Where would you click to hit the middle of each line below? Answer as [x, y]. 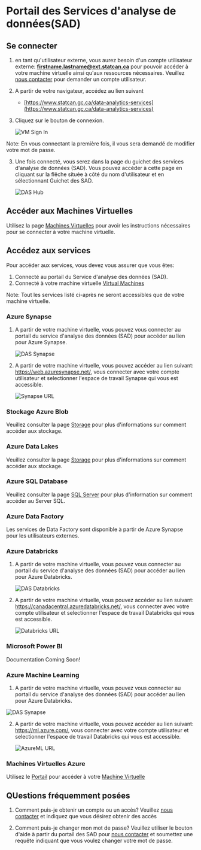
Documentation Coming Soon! [43, 659]
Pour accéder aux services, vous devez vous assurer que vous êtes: [90, 265]
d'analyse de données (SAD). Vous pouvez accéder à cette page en [98, 168]
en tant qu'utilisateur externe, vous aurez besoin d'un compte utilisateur [103, 60]
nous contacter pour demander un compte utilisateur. [80, 79]
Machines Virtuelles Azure [46, 763]
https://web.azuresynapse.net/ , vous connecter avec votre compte [97, 372]
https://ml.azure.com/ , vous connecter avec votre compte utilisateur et [102, 730]
